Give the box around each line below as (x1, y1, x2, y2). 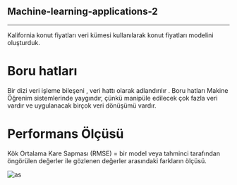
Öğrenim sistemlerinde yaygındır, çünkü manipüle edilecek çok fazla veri (7, 94, 218, 102)
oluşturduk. (7, 38, 40, 46)
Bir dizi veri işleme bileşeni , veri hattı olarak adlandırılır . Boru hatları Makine (7, 86, 229, 94)
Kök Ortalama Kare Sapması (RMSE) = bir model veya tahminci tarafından (7, 149, 221, 158)
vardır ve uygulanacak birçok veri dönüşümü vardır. (7, 101, 157, 110)
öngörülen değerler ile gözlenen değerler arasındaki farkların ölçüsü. (7, 156, 207, 165)
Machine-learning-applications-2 (7, 6, 159, 18)
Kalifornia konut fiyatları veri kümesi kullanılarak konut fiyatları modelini (7, 31, 214, 39)
